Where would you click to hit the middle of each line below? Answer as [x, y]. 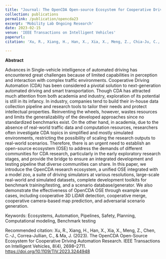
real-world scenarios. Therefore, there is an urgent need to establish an [78, 143]
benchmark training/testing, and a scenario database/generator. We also [79, 185]
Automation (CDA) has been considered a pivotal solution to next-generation [83, 85]
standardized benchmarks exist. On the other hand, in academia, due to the [82, 122]
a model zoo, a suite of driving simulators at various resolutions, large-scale [82, 174]
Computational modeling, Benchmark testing [51, 221]
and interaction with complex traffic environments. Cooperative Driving [77, 80]
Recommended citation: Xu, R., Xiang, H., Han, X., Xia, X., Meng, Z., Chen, [80, 230]
